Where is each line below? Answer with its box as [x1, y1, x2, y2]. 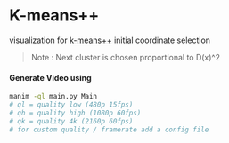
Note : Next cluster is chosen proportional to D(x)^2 [30, 52, 221, 62]
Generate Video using [9, 72, 92, 83]
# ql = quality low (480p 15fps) [9, 100, 134, 109]
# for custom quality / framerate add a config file [9, 125, 209, 134]
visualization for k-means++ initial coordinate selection [9, 35, 211, 45]
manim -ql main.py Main [9, 92, 98, 101]
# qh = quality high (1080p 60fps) [9, 108, 142, 117]
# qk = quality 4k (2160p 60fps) [9, 116, 134, 125]
